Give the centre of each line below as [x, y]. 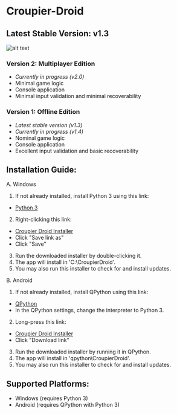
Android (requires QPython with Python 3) [67, 405]
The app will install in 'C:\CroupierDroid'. [65, 262]
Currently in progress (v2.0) [50, 77]
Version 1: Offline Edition [43, 112]
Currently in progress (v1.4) [49, 131]
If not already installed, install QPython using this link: [82, 292]
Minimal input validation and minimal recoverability [78, 96]
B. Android [20, 280]
